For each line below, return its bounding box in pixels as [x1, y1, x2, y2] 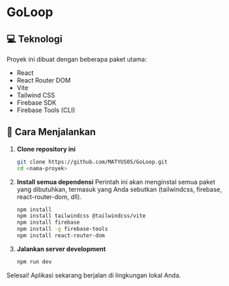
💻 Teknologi [6, 33, 63, 45]
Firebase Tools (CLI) [16, 106, 76, 114]
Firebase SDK [16, 99, 57, 107]
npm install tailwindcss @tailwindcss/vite [16, 212, 146, 219]
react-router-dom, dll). [16, 192, 82, 200]
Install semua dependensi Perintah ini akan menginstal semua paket [16, 177, 216, 186]
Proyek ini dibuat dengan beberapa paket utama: [6, 55, 147, 63]
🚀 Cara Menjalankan [6, 126, 96, 138]
